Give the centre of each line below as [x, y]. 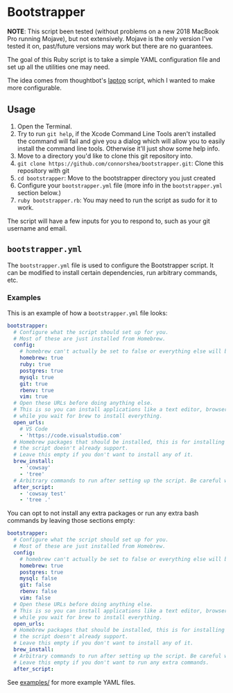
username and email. [37, 228]
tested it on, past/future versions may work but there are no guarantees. [110, 46]
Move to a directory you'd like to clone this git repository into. [105, 156]
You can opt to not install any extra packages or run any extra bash [103, 513]
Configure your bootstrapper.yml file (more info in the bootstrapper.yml [120, 185]
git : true [34, 384]
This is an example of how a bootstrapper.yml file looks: [87, 312]
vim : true [34, 396]
